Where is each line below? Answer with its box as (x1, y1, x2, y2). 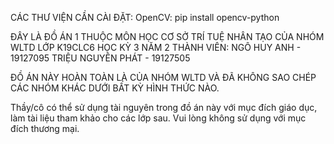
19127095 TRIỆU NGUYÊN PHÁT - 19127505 (10, 52, 191, 64)
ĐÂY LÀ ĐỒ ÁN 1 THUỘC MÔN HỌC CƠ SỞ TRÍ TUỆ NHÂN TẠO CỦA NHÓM (10, 31, 325, 42)
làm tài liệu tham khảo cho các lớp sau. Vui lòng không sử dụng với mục (10, 112, 307, 124)
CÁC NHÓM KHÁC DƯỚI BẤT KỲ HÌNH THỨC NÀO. (10, 82, 220, 94)
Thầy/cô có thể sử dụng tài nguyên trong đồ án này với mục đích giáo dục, (10, 102, 318, 113)
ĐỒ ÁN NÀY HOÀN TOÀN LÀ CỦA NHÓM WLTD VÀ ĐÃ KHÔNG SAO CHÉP (10, 72, 317, 83)
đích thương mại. (10, 123, 80, 134)
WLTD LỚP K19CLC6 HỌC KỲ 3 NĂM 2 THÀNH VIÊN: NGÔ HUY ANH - (10, 42, 302, 53)
